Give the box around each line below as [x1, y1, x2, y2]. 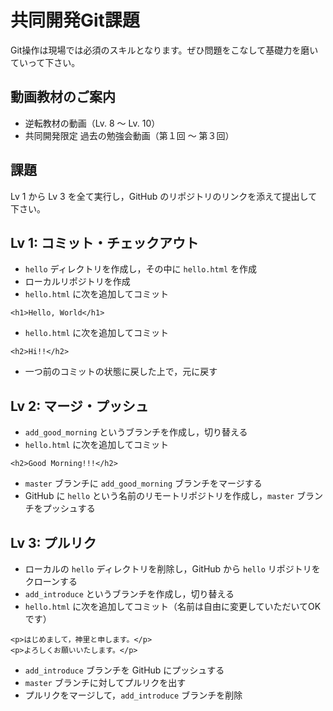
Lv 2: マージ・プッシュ [10, 397, 149, 415]
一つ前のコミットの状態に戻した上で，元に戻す [24, 366, 218, 378]
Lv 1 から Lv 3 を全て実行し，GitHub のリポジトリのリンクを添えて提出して [10, 190, 318, 202]
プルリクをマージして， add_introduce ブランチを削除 [24, 689, 243, 701]
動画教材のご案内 [10, 89, 116, 106]
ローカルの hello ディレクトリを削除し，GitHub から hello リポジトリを [24, 563, 321, 575]
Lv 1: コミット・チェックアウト [10, 234, 200, 251]
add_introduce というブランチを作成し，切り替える [24, 588, 235, 600]
